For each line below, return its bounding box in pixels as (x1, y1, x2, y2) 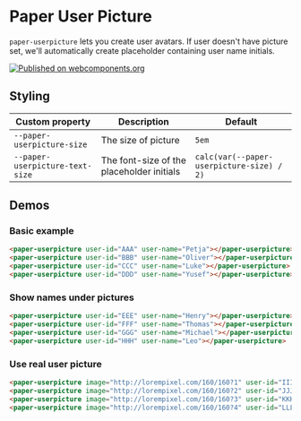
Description (117, 115, 169, 127)
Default (225, 115, 258, 127)
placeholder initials (100, 165, 181, 177)
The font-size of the (100, 154, 186, 167)
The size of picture (100, 133, 181, 146)
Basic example (9, 225, 74, 237)
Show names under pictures (9, 291, 134, 304)
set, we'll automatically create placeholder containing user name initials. (9, 45, 275, 56)
